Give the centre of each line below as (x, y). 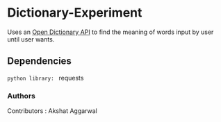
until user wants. (31, 39)
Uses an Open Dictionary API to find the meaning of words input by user (110, 32)
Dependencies (39, 61)
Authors (22, 96)
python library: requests (46, 78)
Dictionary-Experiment (75, 13)
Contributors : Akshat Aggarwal (52, 111)
